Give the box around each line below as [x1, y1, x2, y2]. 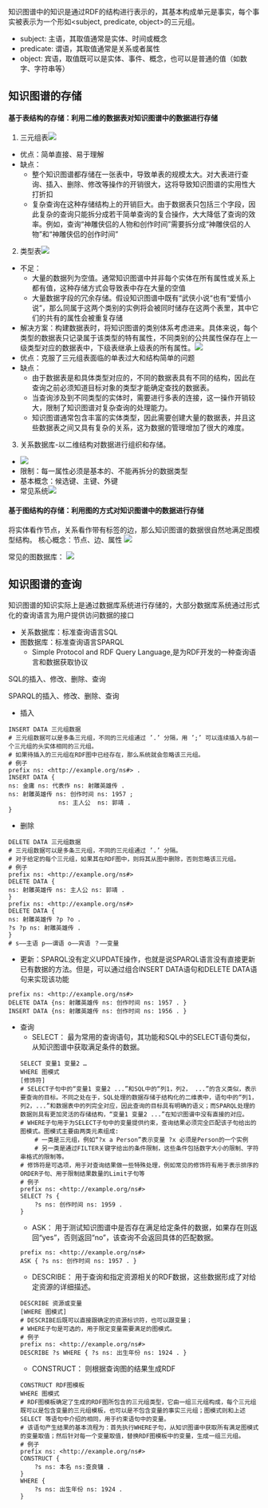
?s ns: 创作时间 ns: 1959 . [34, 1200, 123, 1209]
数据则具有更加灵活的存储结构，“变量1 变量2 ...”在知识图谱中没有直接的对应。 [19, 1110, 249, 1119]
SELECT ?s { [19, 1192, 60, 1200]
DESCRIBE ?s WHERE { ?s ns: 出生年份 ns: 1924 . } [19, 1348, 187, 1356]
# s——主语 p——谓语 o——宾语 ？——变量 [8, 939, 120, 947]
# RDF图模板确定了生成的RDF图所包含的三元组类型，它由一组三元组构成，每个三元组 [19, 1398, 257, 1406]
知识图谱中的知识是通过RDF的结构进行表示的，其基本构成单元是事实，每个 [8, 7, 253, 16]
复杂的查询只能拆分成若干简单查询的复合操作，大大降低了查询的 [38, 209, 249, 219]
